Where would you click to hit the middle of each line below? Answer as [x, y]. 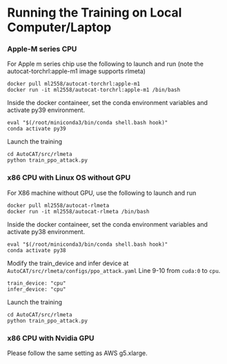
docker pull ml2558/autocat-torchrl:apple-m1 [73, 84]
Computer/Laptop [59, 27]
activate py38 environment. [46, 231]
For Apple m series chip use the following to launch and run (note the [105, 64]
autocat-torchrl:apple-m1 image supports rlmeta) [77, 71]
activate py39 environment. [46, 110]
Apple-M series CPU [42, 49]
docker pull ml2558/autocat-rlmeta [58, 205]
